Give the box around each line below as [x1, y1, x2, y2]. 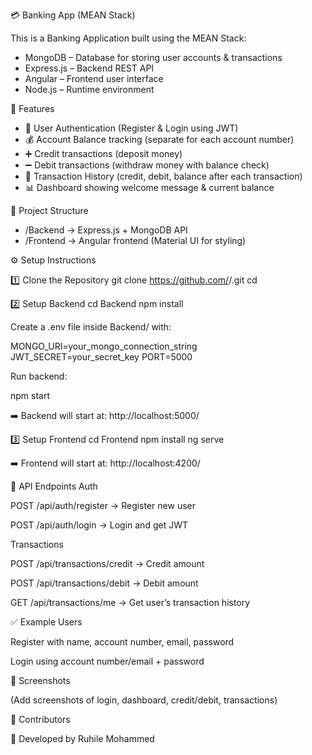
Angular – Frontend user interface [24, 73, 164, 84]
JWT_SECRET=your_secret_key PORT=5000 [10, 351, 193, 363]
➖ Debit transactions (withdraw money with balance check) [24, 159, 270, 171]
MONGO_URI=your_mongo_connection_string [10, 340, 198, 352]
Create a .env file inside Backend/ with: [10, 321, 172, 333]
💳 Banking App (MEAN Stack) [10, 9, 136, 21]
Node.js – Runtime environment [24, 84, 155, 95]
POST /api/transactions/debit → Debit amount [10, 577, 199, 589]
